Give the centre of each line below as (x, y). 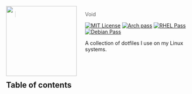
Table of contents (39, 85)
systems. (96, 49)
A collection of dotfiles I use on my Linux (134, 43)
